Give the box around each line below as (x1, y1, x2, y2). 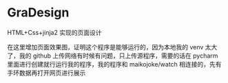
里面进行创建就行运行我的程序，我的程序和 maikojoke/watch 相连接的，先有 (7, 60, 222, 68)
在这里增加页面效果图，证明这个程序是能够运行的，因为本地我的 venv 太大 (7, 43, 218, 51)
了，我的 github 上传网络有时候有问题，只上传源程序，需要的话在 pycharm (7, 51, 218, 60)
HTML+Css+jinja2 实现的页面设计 (7, 28, 102, 36)
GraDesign (7, 5, 70, 21)
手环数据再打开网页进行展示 (7, 69, 86, 77)
